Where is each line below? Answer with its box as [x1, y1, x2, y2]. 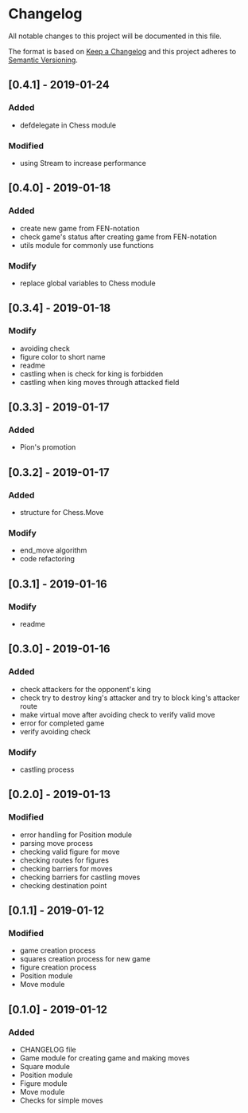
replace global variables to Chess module [19, 278, 157, 288]
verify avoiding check [19, 726, 91, 736]
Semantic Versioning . [8, 55, 78, 65]
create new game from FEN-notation [19, 223, 141, 233]
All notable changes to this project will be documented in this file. [8, 31, 223, 41]
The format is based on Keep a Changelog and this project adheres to [8, 46, 237, 56]
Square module [19, 1062, 70, 1071]
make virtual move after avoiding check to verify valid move [19, 710, 215, 719]
